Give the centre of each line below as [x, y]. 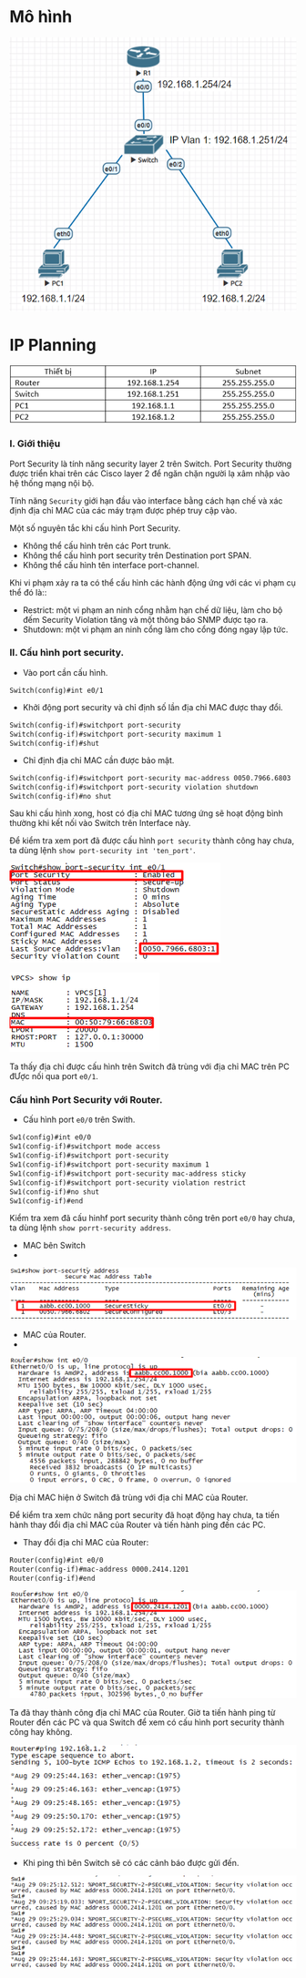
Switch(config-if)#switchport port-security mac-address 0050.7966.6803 [150, 778]
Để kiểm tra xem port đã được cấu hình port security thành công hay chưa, [152, 841]
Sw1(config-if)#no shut [55, 1192]
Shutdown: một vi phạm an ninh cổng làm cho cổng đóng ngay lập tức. [155, 629]
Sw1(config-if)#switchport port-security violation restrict [128, 1183]
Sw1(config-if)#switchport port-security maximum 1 [109, 1165]
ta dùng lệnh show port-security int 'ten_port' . [102, 850]
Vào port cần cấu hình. [65, 672]
